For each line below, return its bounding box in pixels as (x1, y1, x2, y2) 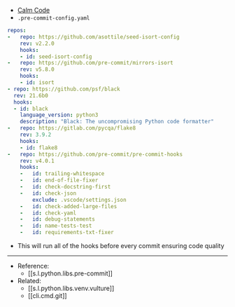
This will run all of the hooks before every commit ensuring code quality (17, 242, 225, 250)
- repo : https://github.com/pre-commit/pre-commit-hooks (7, 151, 183, 158)
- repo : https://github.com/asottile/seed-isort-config (7, 33, 180, 41)
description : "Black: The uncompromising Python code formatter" (20, 118, 215, 125)
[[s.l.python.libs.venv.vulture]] (27, 284, 115, 292)
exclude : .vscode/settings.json (32, 196, 127, 203)
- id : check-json (20, 189, 77, 197)
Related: (17, 277, 42, 285)
